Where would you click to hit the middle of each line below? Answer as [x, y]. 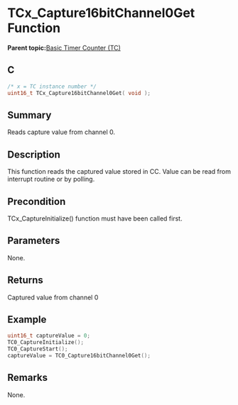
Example [27, 320]
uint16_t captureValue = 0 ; [49, 336]
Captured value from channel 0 [53, 297]
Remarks [28, 378]
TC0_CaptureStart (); [38, 349]
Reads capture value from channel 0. [61, 132]
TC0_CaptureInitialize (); [45, 343]
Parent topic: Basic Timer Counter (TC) [64, 48]
